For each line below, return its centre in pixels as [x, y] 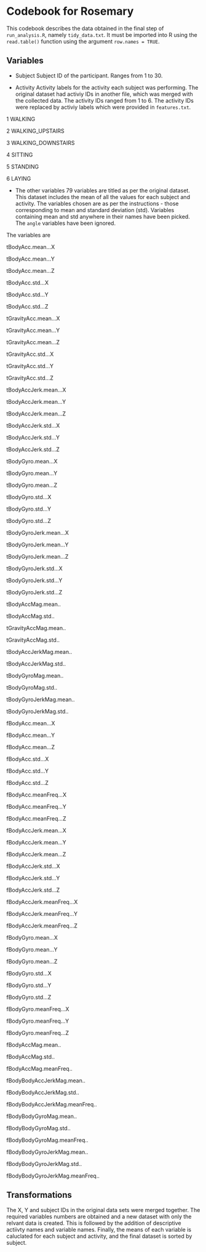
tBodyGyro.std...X [29, 497]
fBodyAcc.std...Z [28, 782]
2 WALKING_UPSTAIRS [35, 131]
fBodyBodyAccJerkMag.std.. [43, 1092]
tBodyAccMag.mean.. [34, 604]
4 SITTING [20, 154]
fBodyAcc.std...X [28, 759]
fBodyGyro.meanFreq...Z [38, 1033]
